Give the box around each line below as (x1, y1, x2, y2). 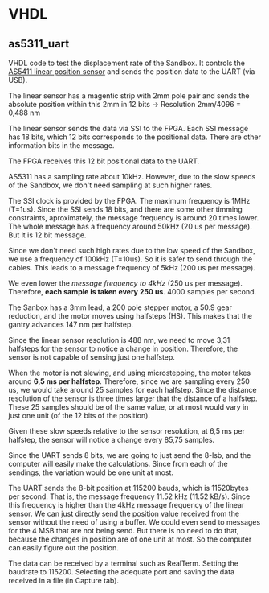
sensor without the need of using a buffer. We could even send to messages (8, 517, 261, 527)
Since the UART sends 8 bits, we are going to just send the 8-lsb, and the (8, 451, 251, 459)
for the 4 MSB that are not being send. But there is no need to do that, (8, 526, 239, 535)
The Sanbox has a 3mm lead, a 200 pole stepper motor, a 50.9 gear (8, 303, 233, 312)
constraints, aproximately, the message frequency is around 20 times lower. (8, 213, 259, 222)
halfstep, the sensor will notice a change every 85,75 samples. (8, 435, 215, 444)
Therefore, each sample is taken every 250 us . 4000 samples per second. (8, 287, 257, 296)
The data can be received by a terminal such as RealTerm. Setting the (8, 558, 239, 568)
